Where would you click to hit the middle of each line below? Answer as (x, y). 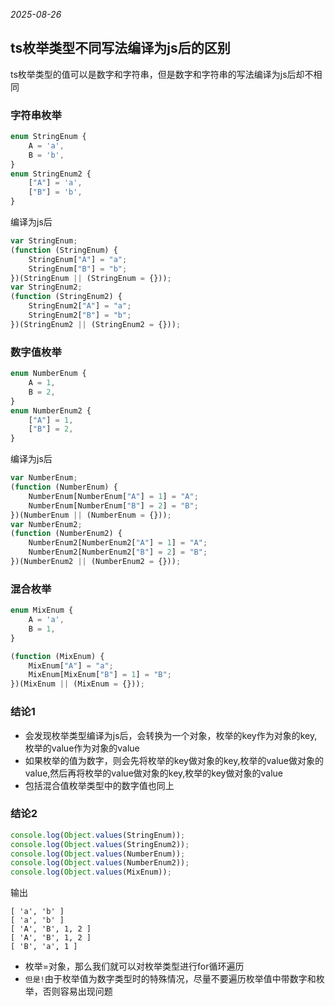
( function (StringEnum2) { (66, 297)
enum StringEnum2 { (51, 174)
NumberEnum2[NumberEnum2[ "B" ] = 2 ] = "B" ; (118, 552)
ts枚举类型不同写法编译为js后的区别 (120, 48)
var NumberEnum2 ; (46, 524)
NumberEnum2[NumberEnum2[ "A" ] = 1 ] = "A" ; (118, 543)
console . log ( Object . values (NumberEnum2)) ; (100, 863)
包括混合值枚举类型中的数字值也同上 (99, 785)
